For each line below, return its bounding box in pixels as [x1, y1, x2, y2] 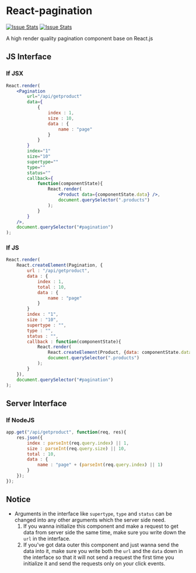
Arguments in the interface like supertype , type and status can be [14, 510, 172, 517]
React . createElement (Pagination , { [16, 262, 103, 268]
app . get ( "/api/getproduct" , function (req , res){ [6, 429, 127, 435]
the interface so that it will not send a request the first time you [23, 554, 174, 561]
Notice [6, 494, 31, 504]
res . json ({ [16, 435, 43, 441]
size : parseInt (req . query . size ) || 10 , [27, 445, 127, 452]
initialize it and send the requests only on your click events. [23, 560, 166, 567]
